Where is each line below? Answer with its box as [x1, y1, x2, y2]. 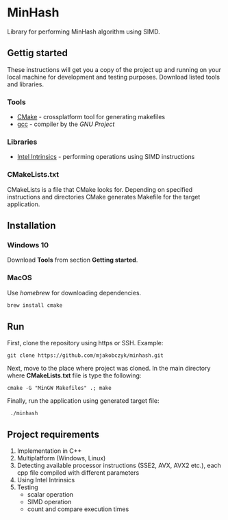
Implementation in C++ [16, 447, 82, 455]
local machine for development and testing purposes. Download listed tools [7, 73, 220, 81]
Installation [7, 220, 56, 232]
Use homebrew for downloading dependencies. [7, 288, 142, 297]
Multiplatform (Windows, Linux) [16, 454, 106, 462]
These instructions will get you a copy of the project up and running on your [7, 65, 221, 73]
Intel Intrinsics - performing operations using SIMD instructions [16, 153, 195, 161]
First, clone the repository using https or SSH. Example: [7, 339, 164, 347]
